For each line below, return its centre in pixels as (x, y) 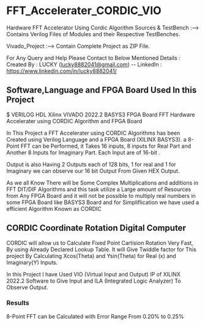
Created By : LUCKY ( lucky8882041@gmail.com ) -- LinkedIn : (84, 64)
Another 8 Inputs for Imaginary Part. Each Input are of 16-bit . (84, 152)
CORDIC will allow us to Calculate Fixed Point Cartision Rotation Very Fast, (100, 243)
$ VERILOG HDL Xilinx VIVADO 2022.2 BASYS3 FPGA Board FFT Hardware (101, 115)
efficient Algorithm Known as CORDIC (54, 208)
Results (18, 303)
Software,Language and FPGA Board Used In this (102, 90)
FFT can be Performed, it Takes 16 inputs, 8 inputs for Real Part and (106, 146)
